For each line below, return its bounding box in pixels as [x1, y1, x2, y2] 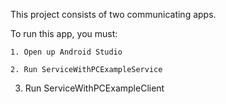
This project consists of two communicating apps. [10, 9, 217, 20]
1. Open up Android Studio [10, 47, 123, 57]
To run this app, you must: [10, 28, 118, 39]
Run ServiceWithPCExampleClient [24, 82, 165, 94]
